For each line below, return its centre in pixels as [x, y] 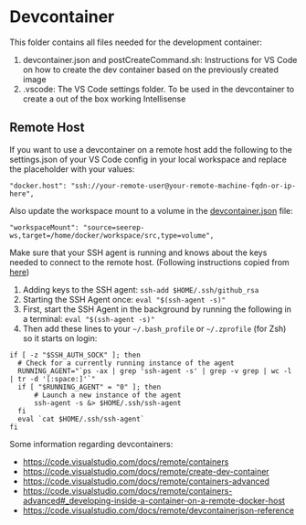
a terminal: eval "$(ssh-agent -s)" [89, 318]
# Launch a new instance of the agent [107, 395]
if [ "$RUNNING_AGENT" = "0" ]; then [90, 387]
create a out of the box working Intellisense [104, 99]
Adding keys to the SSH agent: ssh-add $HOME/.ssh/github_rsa [141, 289]
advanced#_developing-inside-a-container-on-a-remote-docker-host [154, 500]
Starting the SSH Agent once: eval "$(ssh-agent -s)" [124, 299]
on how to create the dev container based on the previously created [150, 70]
